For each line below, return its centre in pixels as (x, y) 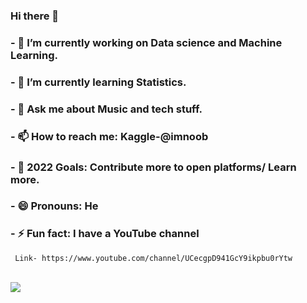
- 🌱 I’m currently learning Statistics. (98, 82)
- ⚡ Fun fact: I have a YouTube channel (105, 234)
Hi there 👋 (35, 16)
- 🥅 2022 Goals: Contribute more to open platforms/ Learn (153, 167)
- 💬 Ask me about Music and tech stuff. (106, 109)
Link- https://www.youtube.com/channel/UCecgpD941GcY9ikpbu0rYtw (153, 258)
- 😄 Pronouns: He (54, 206)
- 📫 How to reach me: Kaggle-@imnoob (109, 136)
